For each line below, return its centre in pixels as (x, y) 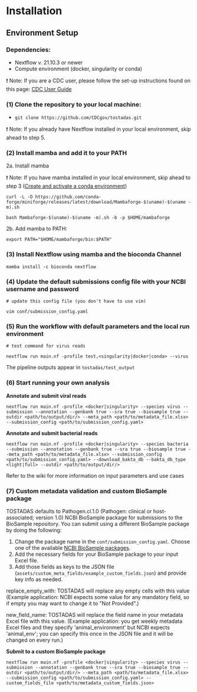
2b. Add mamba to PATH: (37, 228)
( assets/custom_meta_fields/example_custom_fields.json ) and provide (101, 573)
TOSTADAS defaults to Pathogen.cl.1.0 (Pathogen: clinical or (79, 511)
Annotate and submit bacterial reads (52, 433)
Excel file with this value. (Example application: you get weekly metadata (94, 621)
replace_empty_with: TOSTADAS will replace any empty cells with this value (98, 591)
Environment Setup (42, 33)
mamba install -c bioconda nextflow (51, 267)
